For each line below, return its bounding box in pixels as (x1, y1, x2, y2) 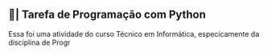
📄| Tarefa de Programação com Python (8, 8, 207, 22)
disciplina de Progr (8, 37, 71, 47)
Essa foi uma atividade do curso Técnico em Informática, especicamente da (8, 29, 260, 38)
